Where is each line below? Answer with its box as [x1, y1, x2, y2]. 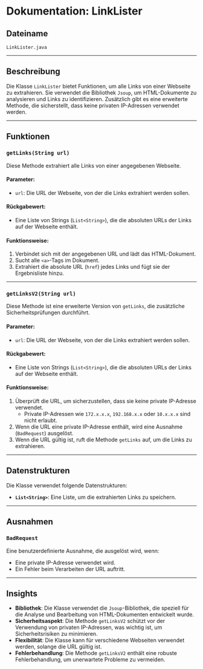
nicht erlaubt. [24, 417, 57, 424]
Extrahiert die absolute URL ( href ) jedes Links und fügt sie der [14, 263, 170, 271]
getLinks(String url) [6, 150, 70, 157]
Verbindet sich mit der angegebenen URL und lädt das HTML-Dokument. [14, 250, 196, 258]
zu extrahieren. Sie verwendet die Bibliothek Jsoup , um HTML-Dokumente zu [6, 89, 197, 96]
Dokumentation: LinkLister [6, 4, 143, 18]
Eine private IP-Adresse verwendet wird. [14, 559, 116, 566]
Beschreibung [6, 67, 60, 77]
